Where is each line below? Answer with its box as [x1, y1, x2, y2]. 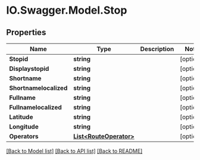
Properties [6, 27, 46, 37]
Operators [9, 132, 39, 140]
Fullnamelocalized [9, 103, 62, 111]
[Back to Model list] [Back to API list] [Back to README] [6, 148, 143, 155]
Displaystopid [9, 65, 49, 73]
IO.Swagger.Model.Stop [6, 4, 127, 17]
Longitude [9, 123, 39, 131]
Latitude [9, 113, 33, 121]
